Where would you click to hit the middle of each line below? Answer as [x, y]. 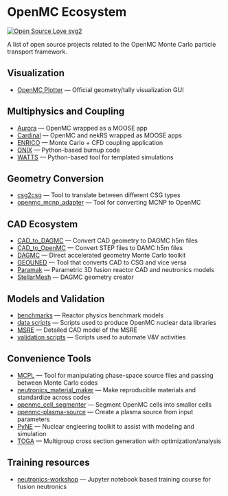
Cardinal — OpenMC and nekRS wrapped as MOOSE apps [99, 135]
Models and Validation [56, 298]
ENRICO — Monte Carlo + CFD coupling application [90, 142]
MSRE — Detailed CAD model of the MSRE [77, 330]
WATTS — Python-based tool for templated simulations [95, 157]
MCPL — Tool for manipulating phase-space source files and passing [115, 375]
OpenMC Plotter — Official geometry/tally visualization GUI [100, 89]
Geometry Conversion [56, 178]
